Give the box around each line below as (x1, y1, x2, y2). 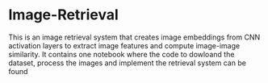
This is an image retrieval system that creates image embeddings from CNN (8, 32, 261, 42)
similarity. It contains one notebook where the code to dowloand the (8, 49, 235, 59)
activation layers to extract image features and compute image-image (8, 40, 241, 50)
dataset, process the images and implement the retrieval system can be (8, 58, 246, 68)
